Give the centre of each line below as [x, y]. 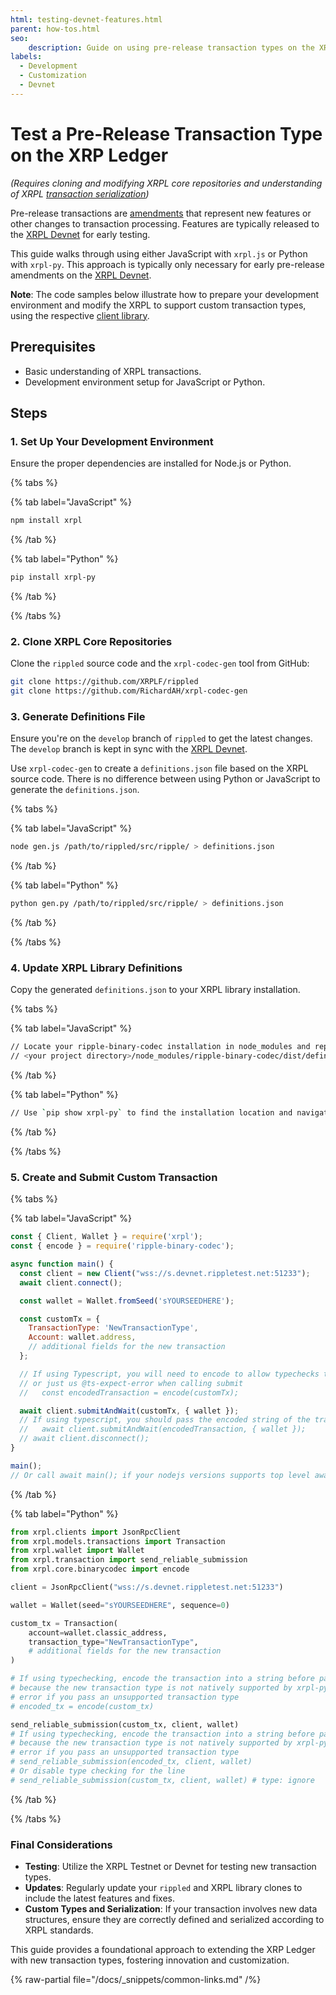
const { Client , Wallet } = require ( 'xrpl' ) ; [106, 1237]
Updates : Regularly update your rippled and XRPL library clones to [163, 1888]
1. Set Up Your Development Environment [112, 441]
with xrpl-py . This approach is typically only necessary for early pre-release [167, 264]
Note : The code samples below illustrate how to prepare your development [165, 294]
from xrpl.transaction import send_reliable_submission [129, 1560]
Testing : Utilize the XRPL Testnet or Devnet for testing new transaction [170, 1867]
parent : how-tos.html [55, 29]
